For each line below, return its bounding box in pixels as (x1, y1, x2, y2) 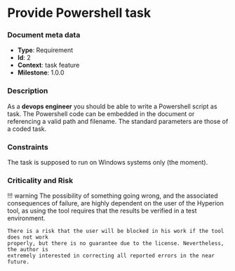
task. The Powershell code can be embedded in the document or (7, 109, 195, 118)
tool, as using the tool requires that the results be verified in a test (7, 206, 197, 215)
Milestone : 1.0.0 (17, 68, 65, 77)
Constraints (7, 142, 49, 152)
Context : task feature (17, 61, 80, 70)
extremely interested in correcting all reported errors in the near (7, 252, 215, 260)
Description (7, 86, 48, 96)
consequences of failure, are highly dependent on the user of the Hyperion (7, 199, 224, 208)
